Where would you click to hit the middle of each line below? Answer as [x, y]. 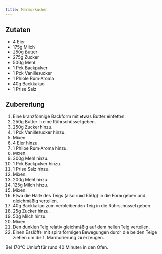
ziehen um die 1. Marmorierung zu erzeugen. [58, 238]
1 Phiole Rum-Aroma [33, 78]
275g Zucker [26, 57]
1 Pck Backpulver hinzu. [37, 164]
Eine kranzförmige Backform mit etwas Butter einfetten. [69, 116]
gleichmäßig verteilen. [35, 201]
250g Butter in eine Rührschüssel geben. [54, 122]
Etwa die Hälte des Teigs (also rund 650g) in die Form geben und [79, 196]
